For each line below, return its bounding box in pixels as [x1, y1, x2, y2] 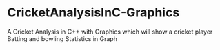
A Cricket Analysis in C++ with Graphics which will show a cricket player [7, 27, 213, 36]
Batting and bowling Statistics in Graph [7, 34, 117, 42]
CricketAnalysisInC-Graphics [7, 5, 180, 21]
